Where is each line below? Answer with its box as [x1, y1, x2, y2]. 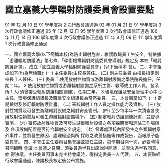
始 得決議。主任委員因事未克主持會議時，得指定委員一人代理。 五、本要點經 [5, 151, 161, 157]
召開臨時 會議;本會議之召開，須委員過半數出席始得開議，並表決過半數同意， [5, 145, 161, 151]
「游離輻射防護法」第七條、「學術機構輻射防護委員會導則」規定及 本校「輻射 [5, 57, 162, 63]
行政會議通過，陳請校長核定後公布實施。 [5, 157, 88, 163]
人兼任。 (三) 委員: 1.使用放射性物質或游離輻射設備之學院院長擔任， [18, 76, 156, 82]
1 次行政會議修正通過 [5, 40, 48, 46]
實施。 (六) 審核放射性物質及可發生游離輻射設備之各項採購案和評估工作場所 [5, 120, 160, 126]
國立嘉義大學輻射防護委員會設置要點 [5, 4, 154, 16]
